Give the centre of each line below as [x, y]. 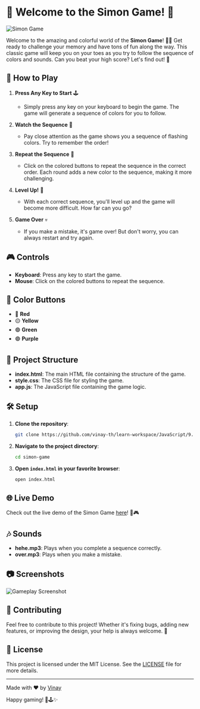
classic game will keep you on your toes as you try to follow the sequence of [100, 53]
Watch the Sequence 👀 [44, 124]
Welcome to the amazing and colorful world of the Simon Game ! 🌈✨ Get [94, 40]
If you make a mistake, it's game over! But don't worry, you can [101, 231]
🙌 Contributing [34, 610]
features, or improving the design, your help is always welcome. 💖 [87, 631]
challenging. [39, 178]
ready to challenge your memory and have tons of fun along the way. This [97, 47]
